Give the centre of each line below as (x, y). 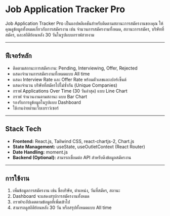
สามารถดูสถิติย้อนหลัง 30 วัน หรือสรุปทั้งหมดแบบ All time (62, 208)
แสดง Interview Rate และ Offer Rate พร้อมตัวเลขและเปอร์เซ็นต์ (69, 79)
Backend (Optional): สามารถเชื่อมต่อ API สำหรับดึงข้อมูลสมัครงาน (72, 157)
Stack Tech (23, 129)
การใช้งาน (17, 178)
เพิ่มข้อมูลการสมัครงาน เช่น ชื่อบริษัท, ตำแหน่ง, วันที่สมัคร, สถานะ (66, 191)
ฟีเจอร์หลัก (18, 56)
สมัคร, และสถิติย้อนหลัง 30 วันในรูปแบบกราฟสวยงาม (50, 34)
